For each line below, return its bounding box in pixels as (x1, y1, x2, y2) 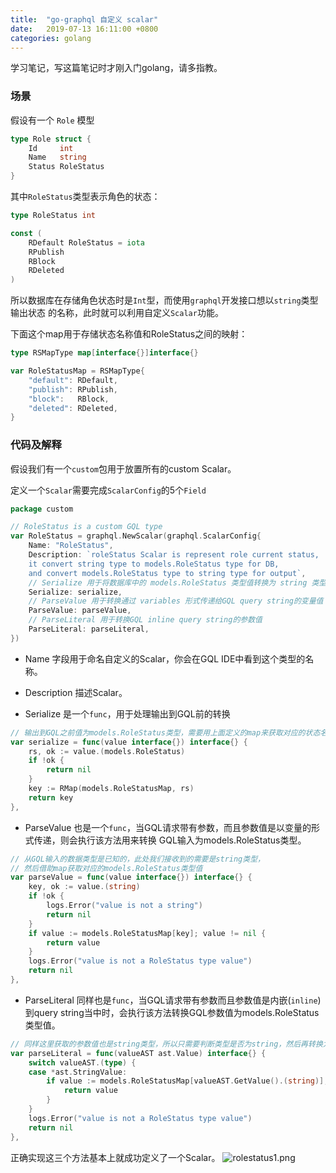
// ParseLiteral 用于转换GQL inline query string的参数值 (28, 615, 263, 625)
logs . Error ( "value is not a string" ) (46, 901, 203, 911)
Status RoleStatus (28, 162, 105, 172)
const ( (10, 228, 43, 238)
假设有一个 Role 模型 (10, 114, 95, 126)
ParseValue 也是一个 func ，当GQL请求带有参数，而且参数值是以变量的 (24, 821, 312, 833)
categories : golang (10, 33, 92, 43)
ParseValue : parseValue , (28, 606, 132, 616)
